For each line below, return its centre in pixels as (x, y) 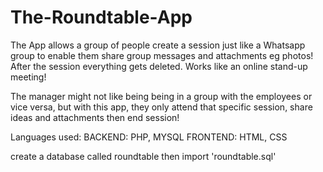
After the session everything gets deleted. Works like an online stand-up (159, 66)
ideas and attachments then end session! (95, 117)
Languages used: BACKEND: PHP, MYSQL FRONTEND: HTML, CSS (149, 137)
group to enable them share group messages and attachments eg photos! (162, 55)
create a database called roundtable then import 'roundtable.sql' (143, 156)
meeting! (28, 77)
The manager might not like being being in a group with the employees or (161, 96)
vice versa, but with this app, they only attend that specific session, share (161, 107)
